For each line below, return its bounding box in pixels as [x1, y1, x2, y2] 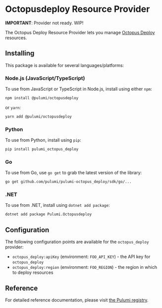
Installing [5, 49, 35, 58]
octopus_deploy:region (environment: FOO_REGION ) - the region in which [12, 264, 158, 270]
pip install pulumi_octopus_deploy [5, 147, 79, 152]
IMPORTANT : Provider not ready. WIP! [5, 20, 84, 26]
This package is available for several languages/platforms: [5, 62, 124, 68]
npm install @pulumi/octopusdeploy [5, 96, 79, 101]
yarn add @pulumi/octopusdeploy [5, 114, 72, 119]
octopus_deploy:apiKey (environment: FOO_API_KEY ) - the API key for [12, 254, 151, 260]
